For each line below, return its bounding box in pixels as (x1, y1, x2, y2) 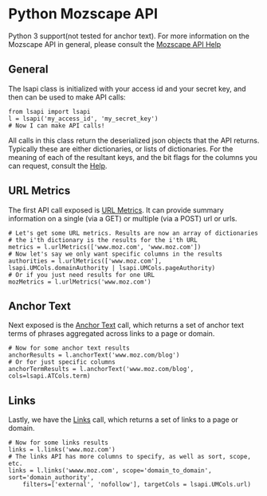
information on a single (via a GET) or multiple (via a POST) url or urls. (8, 213, 238, 223)
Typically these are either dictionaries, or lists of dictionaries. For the (8, 144, 234, 154)
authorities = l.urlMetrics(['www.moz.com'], (8, 256, 162, 265)
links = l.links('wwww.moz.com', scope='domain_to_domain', (8, 467, 213, 475)
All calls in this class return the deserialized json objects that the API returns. (8, 135, 260, 145)
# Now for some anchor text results (8, 344, 130, 353)
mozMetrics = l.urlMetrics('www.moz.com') (8, 278, 151, 286)
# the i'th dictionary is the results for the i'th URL (8, 236, 198, 244)
